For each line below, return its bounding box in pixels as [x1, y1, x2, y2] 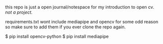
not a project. [5, 9, 33, 15]
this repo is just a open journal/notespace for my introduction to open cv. [5, 4, 155, 10]
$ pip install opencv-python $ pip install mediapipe [5, 34, 109, 39]
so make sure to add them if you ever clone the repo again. [5, 24, 126, 30]
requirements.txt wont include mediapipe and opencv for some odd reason [5, 19, 159, 24]
